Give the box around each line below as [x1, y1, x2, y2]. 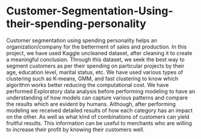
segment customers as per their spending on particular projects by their [6, 62, 185, 69]
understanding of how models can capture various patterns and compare [6, 94, 188, 101]
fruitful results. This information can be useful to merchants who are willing [6, 119, 193, 126]
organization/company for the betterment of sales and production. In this [6, 43, 187, 50]
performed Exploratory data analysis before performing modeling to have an [6, 87, 196, 95]
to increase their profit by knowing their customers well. [6, 126, 145, 133]
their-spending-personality [6, 17, 146, 31]
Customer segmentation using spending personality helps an [6, 37, 158, 44]
